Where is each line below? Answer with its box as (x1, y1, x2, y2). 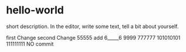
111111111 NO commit (6, 40, 54, 47)
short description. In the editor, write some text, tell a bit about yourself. (6, 23, 179, 30)
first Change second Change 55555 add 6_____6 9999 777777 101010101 (6, 34, 181, 41)
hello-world (6, 4, 65, 17)
